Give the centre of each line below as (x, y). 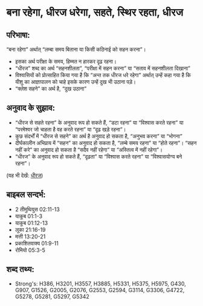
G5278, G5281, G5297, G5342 (52, 297)
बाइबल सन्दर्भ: (26, 195)
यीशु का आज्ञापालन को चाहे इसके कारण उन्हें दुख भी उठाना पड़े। (76, 82)
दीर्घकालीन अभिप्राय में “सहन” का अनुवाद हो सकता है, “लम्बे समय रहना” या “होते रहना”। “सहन (106, 143)
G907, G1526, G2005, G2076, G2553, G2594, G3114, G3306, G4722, (100, 290)
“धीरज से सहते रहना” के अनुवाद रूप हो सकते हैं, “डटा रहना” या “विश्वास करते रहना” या (99, 123)
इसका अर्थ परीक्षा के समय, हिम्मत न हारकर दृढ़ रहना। (66, 62)
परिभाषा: (18, 35)
